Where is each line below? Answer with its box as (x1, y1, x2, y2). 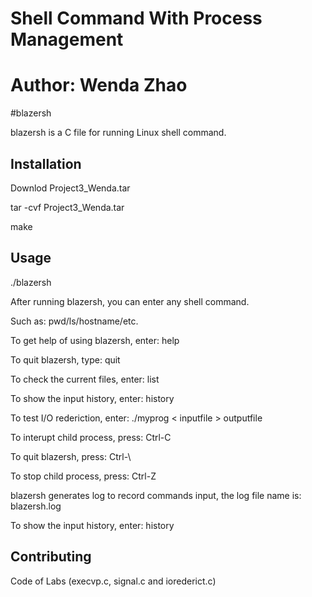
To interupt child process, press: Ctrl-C (10, 431, 172, 443)
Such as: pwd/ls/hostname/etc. (10, 315, 139, 327)
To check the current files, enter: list (10, 373, 160, 385)
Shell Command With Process (10, 7, 263, 30)
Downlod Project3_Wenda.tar (10, 182, 131, 194)
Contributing (10, 548, 92, 566)
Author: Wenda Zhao (10, 74, 188, 97)
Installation (10, 155, 82, 172)
